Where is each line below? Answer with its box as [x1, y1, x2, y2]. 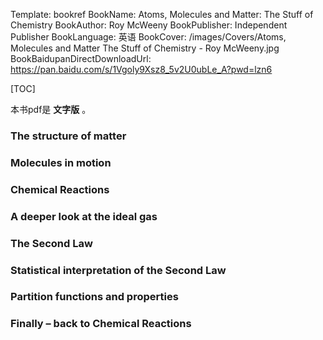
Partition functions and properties [10, 290, 179, 304]
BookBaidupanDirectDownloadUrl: [10, 53, 152, 64]
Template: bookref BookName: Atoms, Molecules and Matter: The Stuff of [10, 9, 314, 20]
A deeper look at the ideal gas [10, 209, 158, 223]
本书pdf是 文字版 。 [10, 104, 92, 115]
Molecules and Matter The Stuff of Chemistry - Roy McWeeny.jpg [10, 42, 280, 54]
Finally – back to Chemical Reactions [10, 317, 192, 331]
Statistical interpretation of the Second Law [10, 263, 227, 277]
